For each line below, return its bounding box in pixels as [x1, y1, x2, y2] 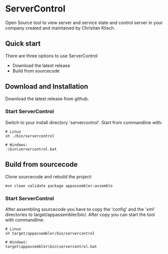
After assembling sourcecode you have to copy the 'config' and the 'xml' [5, 206, 155, 212]
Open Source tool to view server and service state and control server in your [5, 20, 163, 26]
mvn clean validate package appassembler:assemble [5, 183, 113, 188]
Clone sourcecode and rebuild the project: [5, 173, 92, 179]
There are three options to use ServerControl [5, 53, 98, 59]
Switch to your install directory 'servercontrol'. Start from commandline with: [5, 119, 162, 125]
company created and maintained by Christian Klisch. [5, 25, 115, 31]
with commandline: [5, 216, 44, 223]
